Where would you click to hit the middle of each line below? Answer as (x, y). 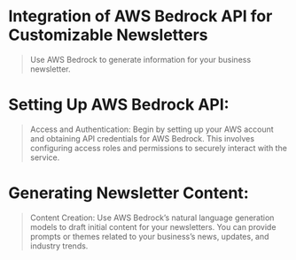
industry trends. (59, 246)
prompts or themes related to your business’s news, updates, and (149, 236)
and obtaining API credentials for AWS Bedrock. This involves (142, 138)
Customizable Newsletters (109, 35)
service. (45, 157)
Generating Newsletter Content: (129, 193)
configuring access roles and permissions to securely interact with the (158, 148)
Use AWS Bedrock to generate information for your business (140, 59)
